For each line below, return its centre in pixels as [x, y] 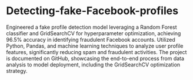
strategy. [17, 71]
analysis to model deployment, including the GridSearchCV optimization [93, 64]
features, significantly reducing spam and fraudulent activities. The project [96, 52]
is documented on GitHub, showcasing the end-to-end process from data [95, 58]
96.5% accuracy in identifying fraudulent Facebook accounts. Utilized [91, 39]
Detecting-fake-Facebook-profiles [92, 11]
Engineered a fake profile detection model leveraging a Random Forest [92, 27]
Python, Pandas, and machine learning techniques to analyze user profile [95, 46]
